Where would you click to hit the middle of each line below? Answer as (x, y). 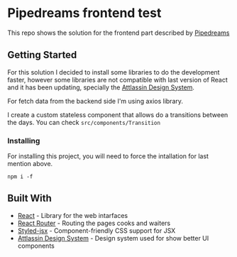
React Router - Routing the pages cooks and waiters (94, 223)
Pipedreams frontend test (84, 13)
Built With (29, 198)
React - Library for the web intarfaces (73, 215)
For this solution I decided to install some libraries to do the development (114, 72)
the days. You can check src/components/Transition (84, 122)
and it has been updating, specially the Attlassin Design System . (101, 87)
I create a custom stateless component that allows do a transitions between (118, 114)
